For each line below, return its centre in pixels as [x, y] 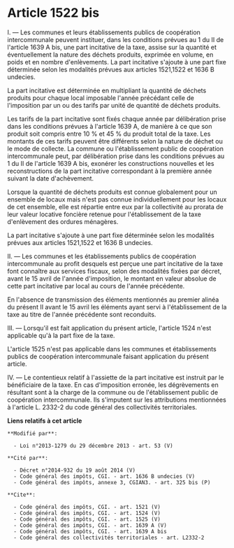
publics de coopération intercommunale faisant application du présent [108, 356]
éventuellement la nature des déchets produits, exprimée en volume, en [110, 55]
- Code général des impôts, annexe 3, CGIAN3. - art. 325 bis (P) [112, 482]
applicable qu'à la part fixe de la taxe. [61, 335]
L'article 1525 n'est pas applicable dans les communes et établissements [112, 349]
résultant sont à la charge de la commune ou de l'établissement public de [113, 392]
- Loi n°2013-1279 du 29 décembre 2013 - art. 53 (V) [93, 446]
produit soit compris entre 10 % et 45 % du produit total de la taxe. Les [109, 134]
